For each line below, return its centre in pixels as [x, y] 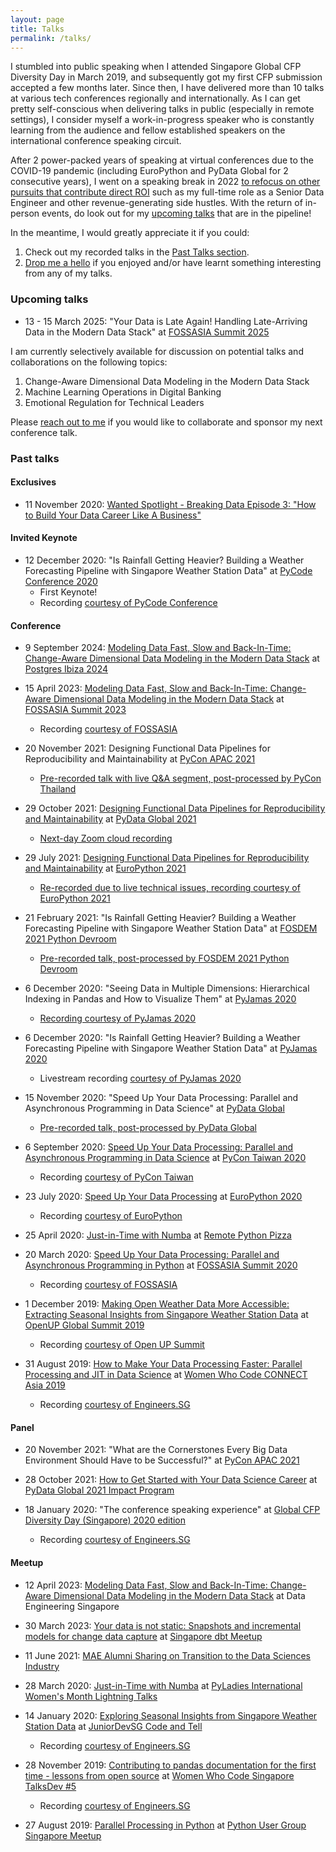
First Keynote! [68, 592]
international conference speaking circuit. [96, 141]
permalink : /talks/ [51, 38]
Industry [42, 1666]
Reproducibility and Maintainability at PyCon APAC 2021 [140, 759]
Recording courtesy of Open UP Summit [122, 1345]
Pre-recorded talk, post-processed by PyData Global [148, 1128]
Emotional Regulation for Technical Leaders [114, 402]
